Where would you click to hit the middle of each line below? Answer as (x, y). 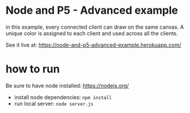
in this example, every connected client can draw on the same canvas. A (95, 27)
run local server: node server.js (54, 103)
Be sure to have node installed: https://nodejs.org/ (67, 85)
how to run (33, 69)
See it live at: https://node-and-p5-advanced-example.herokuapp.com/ (94, 45)
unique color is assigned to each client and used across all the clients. (92, 33)
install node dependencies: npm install (63, 97)
